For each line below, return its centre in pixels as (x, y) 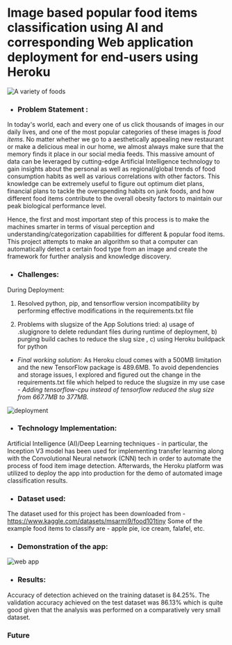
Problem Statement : (53, 109)
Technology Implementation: (67, 428)
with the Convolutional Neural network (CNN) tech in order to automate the (114, 458)
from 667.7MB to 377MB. (53, 397)
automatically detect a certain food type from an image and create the (108, 249)
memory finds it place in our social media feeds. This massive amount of (111, 154)
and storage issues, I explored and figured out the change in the (109, 375)
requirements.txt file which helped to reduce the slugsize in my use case (121, 382)
